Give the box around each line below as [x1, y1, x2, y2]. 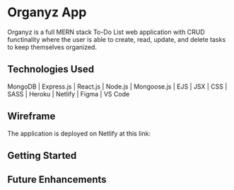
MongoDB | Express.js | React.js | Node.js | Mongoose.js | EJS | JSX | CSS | [7, 82, 228, 91]
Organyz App [7, 4, 87, 21]
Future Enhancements [7, 174, 107, 186]
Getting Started [7, 150, 77, 162]
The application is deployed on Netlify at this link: [7, 129, 151, 138]
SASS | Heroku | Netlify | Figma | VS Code [7, 89, 130, 98]
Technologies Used [7, 63, 94, 75]
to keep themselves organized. [7, 43, 98, 51]
